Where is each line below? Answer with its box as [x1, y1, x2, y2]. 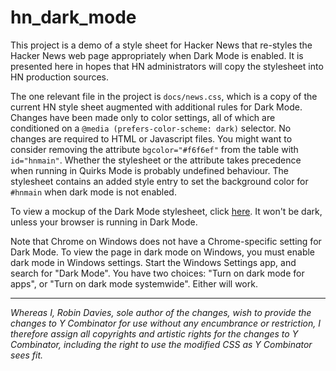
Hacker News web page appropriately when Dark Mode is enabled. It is [10, 49, 304, 61]
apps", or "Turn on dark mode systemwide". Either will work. [10, 277, 258, 290]
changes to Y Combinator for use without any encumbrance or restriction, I [10, 317, 321, 329]
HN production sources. [10, 71, 110, 83]
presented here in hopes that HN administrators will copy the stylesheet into [10, 60, 324, 72]
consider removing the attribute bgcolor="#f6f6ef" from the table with [10, 143, 299, 155]
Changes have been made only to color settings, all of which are [10, 111, 276, 123]
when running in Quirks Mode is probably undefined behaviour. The [10, 164, 289, 176]
